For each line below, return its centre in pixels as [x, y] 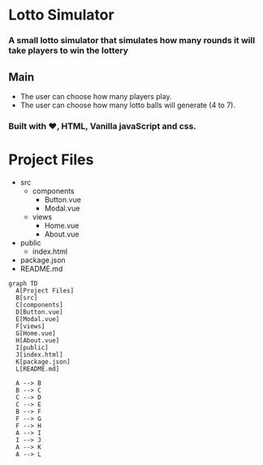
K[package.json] [43, 362]
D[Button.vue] [39, 312]
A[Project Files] [45, 290]
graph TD [23, 283]
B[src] [27, 298]
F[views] [30, 326]
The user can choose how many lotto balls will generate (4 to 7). [127, 105]
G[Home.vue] [36, 333]
